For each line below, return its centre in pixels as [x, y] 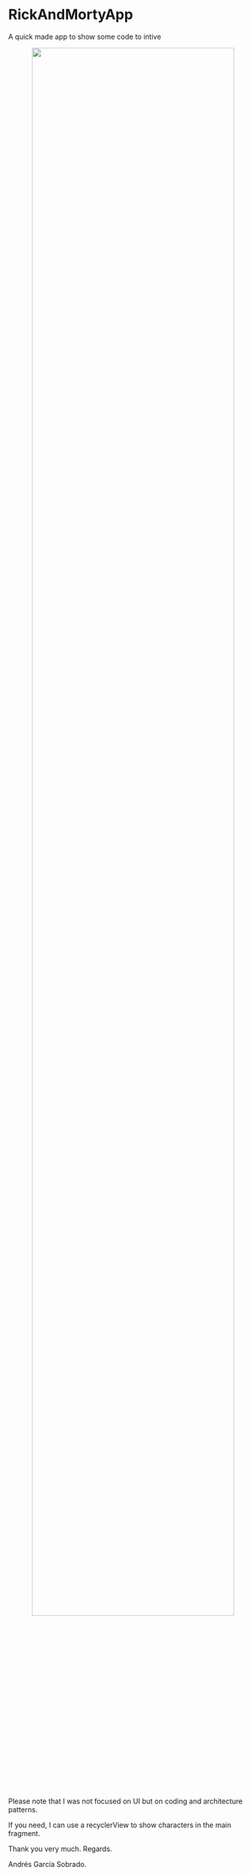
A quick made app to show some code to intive [85, 37]
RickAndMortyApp [70, 15]
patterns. [23, 1809]
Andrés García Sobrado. [48, 1864]
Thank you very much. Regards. [60, 1849]
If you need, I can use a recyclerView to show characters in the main [120, 1825]
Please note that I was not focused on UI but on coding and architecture [125, 1801]
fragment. [25, 1833]
